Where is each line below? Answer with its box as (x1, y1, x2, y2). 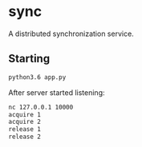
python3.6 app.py (8, 73, 67, 81)
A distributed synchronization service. (8, 29, 134, 38)
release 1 (8, 125, 42, 133)
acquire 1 (8, 110, 42, 118)
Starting (8, 52, 51, 66)
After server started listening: (8, 87, 106, 97)
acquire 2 (8, 118, 42, 126)
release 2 (8, 133, 42, 141)
